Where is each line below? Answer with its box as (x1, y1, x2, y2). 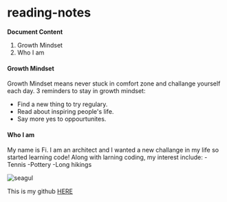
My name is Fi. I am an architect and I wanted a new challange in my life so (7, 146, 219, 154)
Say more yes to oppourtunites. (17, 115, 107, 123)
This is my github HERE (7, 188, 74, 196)
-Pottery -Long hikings (27, 161, 92, 169)
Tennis (7, 161, 26, 169)
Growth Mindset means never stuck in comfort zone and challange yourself (7, 79, 221, 88)
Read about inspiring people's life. (17, 108, 114, 116)
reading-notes (7, 5, 91, 21)
